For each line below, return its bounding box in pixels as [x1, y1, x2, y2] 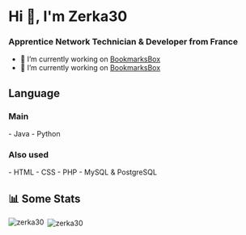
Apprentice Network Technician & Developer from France [8, 36, 239, 48]
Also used [8, 149, 49, 161]
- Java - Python [8, 129, 61, 139]
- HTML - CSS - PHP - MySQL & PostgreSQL [8, 167, 158, 177]
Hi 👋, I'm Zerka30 [8, 7, 128, 26]
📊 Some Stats [8, 191, 81, 205]
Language [8, 86, 61, 100]
